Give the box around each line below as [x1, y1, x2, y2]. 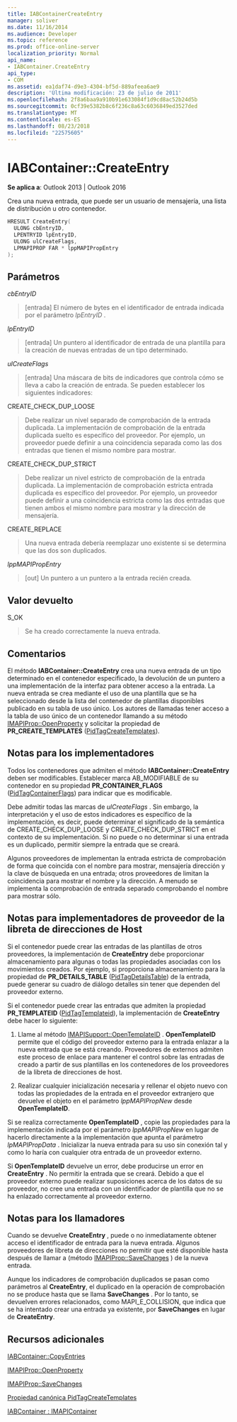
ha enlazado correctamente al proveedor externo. [7, 1191, 152, 1200]
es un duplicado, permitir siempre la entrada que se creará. [7, 840, 180, 849]
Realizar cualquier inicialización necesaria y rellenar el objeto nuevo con [17, 1081, 228, 1090]
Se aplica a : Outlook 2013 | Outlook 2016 [7, 183, 126, 192]
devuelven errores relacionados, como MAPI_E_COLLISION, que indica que [7, 1298, 226, 1306]
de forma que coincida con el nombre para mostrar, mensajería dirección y [7, 861, 225, 870]
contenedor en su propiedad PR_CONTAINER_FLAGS [7, 781, 163, 790]
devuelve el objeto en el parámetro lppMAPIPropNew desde [17, 1096, 192, 1105]
